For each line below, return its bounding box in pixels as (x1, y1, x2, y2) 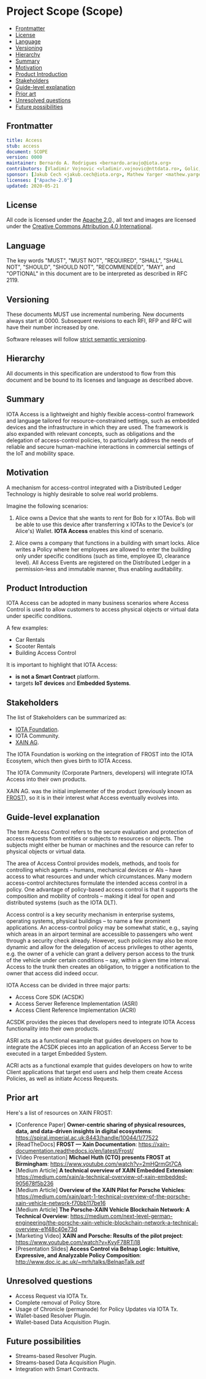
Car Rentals (15, 636, 45, 644)
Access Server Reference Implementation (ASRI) (15, 1000, 138, 1007)
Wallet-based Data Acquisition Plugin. (15, 1318, 111, 1326)
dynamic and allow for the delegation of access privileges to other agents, (6, 943, 194, 950)
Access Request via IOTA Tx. (15, 1292, 88, 1300)
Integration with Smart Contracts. (15, 1365, 99, 1373)
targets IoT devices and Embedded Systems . (15, 679, 131, 687)
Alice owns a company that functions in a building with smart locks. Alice (15, 539, 200, 547)
